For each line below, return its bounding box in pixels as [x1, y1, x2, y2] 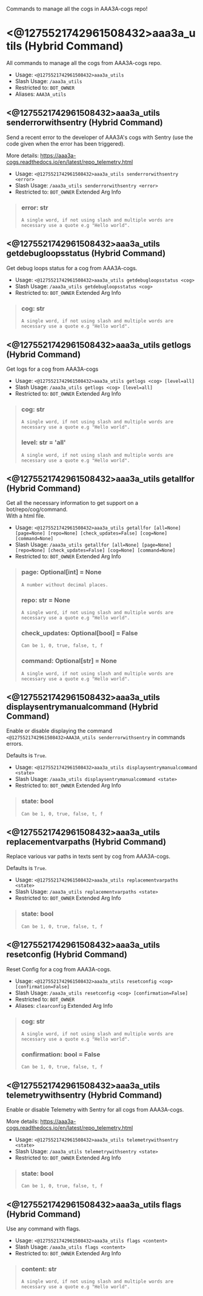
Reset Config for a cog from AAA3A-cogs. [6, 965, 111, 973]
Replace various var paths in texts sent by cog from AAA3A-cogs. [6, 852, 171, 860]
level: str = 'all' [21, 438, 66, 447]
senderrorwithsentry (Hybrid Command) [6, 118, 164, 128]
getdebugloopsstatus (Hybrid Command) [6, 248, 166, 258]
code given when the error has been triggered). [6, 140, 125, 147]
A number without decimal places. [21, 582, 108, 588]
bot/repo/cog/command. [6, 506, 68, 513]
